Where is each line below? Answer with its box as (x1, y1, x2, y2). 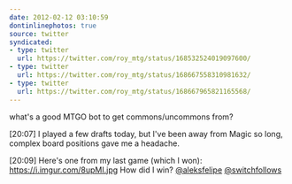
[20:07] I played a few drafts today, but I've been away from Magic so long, (9, 128, 283, 139)
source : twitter (9, 29, 69, 38)
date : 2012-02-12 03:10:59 (9, 12, 109, 22)
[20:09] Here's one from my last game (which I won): (9, 155, 203, 165)
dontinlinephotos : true (9, 21, 97, 30)
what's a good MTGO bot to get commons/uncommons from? (9, 111, 234, 122)
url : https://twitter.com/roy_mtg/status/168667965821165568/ (17, 87, 251, 96)
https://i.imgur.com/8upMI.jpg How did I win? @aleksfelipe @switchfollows (9, 165, 282, 175)
